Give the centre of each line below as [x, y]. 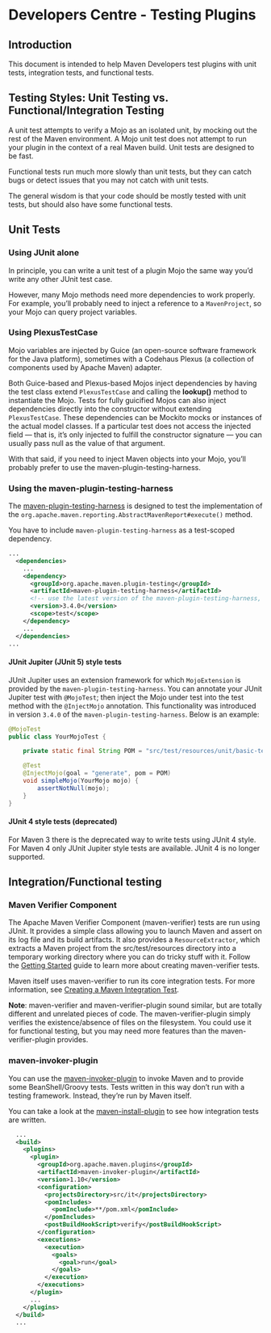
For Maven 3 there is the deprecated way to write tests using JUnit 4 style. [132, 839]
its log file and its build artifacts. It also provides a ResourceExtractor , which [134, 940]
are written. [27, 1120]
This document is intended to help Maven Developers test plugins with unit [132, 64]
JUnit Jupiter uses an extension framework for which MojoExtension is [125, 679]
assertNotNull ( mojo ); [74, 788]
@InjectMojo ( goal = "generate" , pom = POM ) [97, 773]
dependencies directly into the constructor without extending [110, 409]
